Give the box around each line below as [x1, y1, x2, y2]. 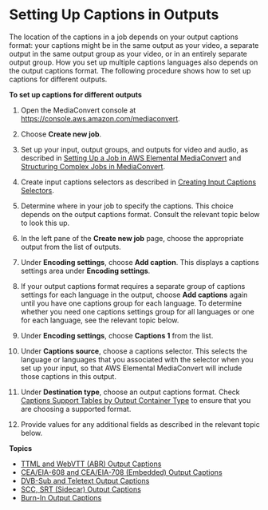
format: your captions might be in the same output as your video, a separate [9, 40, 259, 49]
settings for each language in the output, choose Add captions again [20, 290, 248, 299]
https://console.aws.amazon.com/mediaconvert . [20, 113, 180, 123]
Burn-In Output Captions [20, 492, 102, 502]
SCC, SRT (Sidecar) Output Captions [20, 484, 142, 494]
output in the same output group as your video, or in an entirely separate [9, 49, 248, 58]
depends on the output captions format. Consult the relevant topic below [20, 209, 260, 219]
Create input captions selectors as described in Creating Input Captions [20, 177, 257, 187]
